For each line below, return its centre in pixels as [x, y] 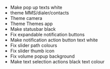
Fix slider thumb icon [32, 51]
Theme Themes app [31, 24]
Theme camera [26, 18]
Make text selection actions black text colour [57, 62]
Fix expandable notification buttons [47, 34]
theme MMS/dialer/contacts [39, 13]
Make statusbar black [33, 29]
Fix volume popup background [42, 56]
